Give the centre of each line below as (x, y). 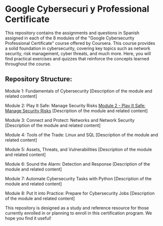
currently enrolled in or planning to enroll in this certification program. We (79, 213)
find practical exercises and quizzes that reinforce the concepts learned (77, 58)
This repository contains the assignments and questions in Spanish (72, 33)
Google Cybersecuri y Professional (77, 9)
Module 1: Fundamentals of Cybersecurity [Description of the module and (79, 91)
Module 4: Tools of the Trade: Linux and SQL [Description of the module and (81, 134)
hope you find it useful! (28, 218)
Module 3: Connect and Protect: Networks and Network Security (70, 120)
